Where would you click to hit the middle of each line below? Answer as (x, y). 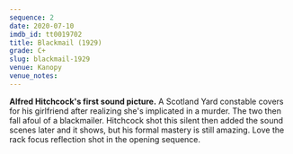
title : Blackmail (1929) (56, 43)
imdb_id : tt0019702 (46, 34)
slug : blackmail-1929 (50, 59)
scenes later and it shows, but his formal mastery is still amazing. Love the (147, 130)
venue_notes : (34, 76)
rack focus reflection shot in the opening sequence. (105, 139)
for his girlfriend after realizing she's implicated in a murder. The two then (145, 111)
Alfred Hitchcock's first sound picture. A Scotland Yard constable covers (146, 101)
